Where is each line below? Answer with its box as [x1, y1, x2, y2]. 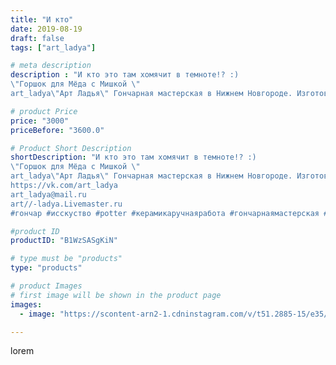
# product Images [10, 281, 83, 291]
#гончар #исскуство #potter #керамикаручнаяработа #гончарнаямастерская [10, 208, 320, 218]
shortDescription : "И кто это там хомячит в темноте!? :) [10, 152, 257, 163]
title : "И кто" [10, 14, 74, 25]
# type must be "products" [10, 254, 123, 264]
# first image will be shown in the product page [10, 290, 222, 300]
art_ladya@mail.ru [10, 189, 87, 200]
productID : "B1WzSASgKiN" [10, 236, 118, 246]
